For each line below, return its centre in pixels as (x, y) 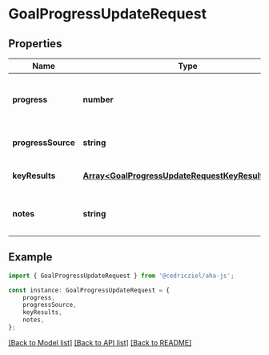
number (98, 99)
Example (30, 257)
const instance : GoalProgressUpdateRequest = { (89, 290)
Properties (35, 44)
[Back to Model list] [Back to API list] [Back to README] (100, 342)
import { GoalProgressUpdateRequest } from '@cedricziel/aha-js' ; (121, 276)
